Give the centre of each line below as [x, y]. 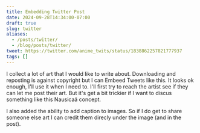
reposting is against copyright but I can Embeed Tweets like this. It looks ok [100, 80]
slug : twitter [24, 29]
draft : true [21, 23]
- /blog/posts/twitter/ [41, 46]
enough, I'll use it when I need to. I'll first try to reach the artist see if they [97, 86]
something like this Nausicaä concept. [54, 99]
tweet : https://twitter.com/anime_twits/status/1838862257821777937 [94, 51]
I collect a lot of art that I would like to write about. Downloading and [91, 73]
